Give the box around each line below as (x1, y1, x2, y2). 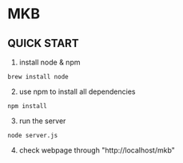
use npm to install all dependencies (18, 87, 136, 96)
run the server (18, 116, 66, 126)
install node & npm (18, 57, 81, 67)
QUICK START (7, 37, 79, 50)
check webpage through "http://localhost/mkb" (18, 146, 175, 155)
